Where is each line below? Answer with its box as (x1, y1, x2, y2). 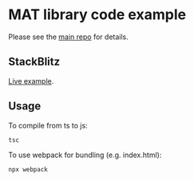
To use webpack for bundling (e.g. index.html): (8, 150, 162, 159)
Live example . (8, 76, 54, 85)
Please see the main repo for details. (8, 32, 129, 41)
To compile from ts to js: (8, 120, 88, 130)
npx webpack (8, 165, 48, 173)
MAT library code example (8, 6, 186, 24)
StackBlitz (8, 55, 61, 69)
